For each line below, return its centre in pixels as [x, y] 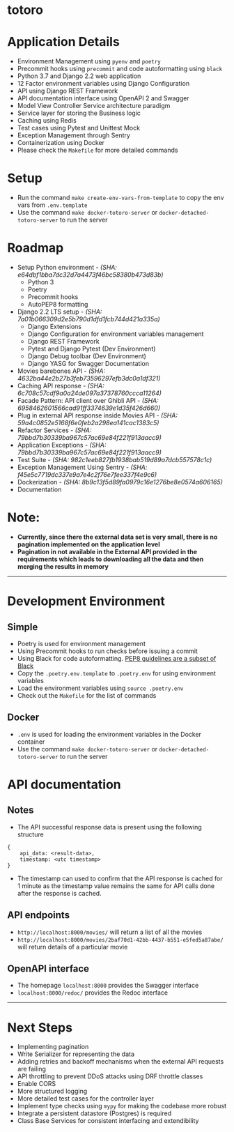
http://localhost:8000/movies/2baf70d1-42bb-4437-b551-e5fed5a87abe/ [120, 940]
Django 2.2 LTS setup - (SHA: [60, 312]
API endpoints [39, 915]
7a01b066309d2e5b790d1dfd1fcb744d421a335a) [88, 319]
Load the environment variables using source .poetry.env [100, 688]
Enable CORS [37, 1084]
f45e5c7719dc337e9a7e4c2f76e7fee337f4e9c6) [87, 475]
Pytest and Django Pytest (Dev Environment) [92, 349]
